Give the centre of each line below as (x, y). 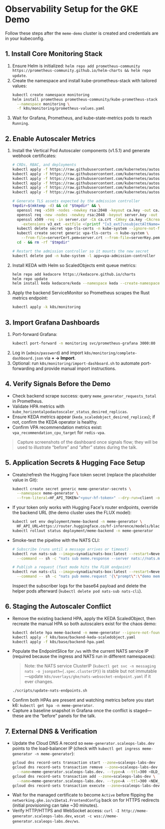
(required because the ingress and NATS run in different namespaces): (84, 657)
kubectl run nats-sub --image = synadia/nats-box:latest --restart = (82, 554)
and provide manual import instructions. (76, 368)
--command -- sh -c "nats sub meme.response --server (73, 558)
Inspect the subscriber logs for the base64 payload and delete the (79, 586)
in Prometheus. (27, 401)
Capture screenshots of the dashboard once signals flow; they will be (87, 442)
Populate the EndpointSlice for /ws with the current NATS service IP (80, 651)
